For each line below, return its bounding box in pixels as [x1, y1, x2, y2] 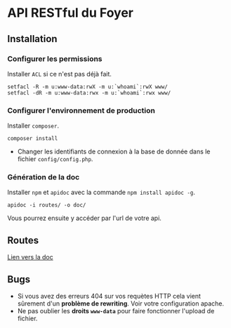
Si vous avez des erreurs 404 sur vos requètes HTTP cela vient [17, 292, 202, 301]
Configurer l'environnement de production [7, 105, 156, 115]
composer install [7, 135, 58, 142]
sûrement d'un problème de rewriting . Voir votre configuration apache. [17, 299, 225, 308]
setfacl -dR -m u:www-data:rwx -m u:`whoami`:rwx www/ [7, 89, 171, 96]
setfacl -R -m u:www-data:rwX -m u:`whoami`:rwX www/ [7, 83, 169, 90]
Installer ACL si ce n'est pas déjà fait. [7, 69, 112, 78]
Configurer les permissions [7, 54, 103, 64]
